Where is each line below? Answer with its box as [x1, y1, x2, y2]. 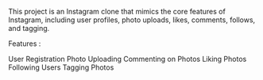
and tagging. [8, 24, 50, 32]
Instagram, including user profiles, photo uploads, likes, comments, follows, [8, 15, 256, 25]
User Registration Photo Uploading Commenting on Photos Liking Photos [8, 55, 247, 63]
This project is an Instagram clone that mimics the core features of [8, 7, 226, 16]
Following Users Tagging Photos [8, 63, 114, 72]
